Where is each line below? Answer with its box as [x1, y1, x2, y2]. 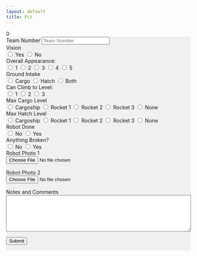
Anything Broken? [6, 136, 49, 144]
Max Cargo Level [6, 97, 47, 104]
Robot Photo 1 [6, 149, 40, 156]
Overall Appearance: [6, 57, 56, 64]
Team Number [6, 36, 41, 44]
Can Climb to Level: [6, 83, 53, 91]
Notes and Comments [6, 188, 59, 195]
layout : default [6, 8, 46, 15]
